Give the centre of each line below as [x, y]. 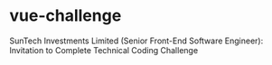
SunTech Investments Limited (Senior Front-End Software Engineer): [136, 41]
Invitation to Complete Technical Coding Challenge [104, 50]
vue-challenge [66, 16]
